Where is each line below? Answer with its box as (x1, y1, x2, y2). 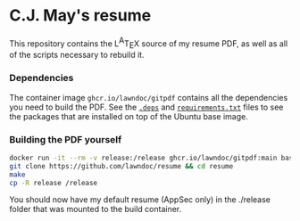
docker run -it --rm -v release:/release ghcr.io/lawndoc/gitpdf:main (9, 153, 278, 162)
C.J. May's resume (9, 5, 152, 26)
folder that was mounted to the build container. (9, 204, 182, 215)
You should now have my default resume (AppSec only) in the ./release (9, 194, 271, 205)
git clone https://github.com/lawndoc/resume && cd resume (9, 161, 234, 170)
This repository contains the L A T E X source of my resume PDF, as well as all (9, 35, 288, 51)
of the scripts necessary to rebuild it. (9, 50, 145, 61)
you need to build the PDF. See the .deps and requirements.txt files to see (9, 102, 284, 112)
